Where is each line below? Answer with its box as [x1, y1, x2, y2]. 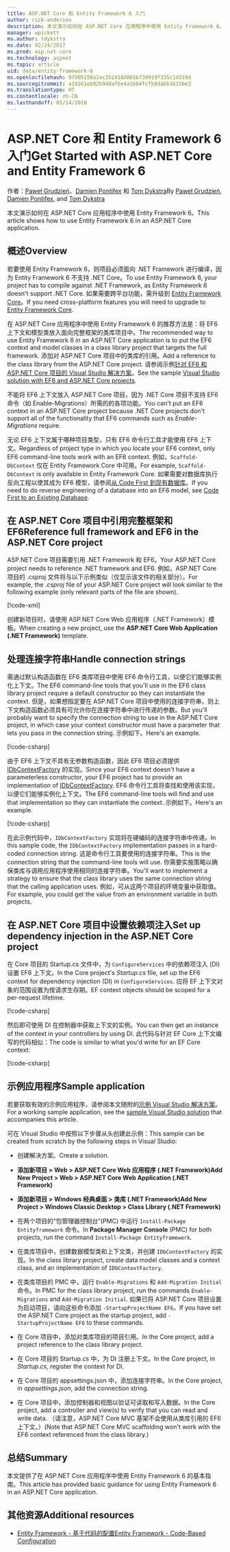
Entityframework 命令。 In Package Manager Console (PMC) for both [16, 1225, 212, 1234]
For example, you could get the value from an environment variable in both [7, 890, 218, 899]
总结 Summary [7, 1452, 68, 1463]
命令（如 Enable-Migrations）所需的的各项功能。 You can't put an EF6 [7, 399, 203, 407]
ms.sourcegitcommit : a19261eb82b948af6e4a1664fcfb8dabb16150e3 [7, 80, 192, 87]
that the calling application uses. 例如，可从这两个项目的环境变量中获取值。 [7, 882, 220, 891]
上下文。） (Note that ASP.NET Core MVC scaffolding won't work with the [16, 1422, 221, 1431]
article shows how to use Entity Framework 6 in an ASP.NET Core [7, 216, 192, 224]
